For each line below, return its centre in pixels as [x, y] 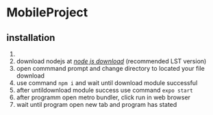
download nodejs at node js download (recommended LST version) [111, 61]
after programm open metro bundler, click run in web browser [103, 97]
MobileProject [47, 13]
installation [31, 38]
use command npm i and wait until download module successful [107, 83]
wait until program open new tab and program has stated [97, 104]
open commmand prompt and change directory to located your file [110, 68]
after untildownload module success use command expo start [104, 90]
